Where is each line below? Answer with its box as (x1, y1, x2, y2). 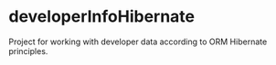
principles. (8, 45, 48, 56)
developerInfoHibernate (8, 6, 196, 27)
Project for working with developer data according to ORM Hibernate (8, 36, 268, 47)
